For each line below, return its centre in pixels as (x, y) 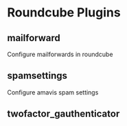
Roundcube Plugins (64, 13)
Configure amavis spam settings (53, 92)
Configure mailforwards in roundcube (60, 54)
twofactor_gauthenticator (63, 114)
